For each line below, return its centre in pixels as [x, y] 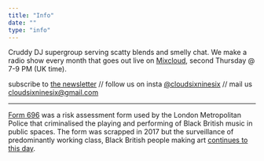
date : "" [22, 23]
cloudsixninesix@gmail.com [53, 93]
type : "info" [29, 30]
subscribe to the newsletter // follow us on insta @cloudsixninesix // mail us [130, 84]
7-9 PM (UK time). [37, 69]
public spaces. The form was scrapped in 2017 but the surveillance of [121, 132]
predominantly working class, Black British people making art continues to [128, 140]
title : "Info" [31, 15]
